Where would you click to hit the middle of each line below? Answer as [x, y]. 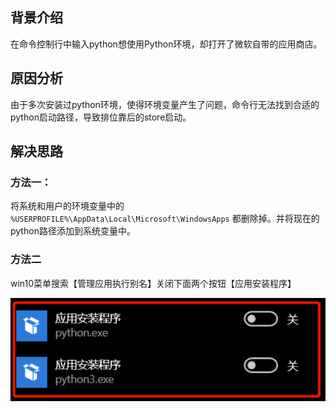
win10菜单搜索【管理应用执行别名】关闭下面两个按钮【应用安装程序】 [153, 283]
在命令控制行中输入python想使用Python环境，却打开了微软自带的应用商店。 [166, 44]
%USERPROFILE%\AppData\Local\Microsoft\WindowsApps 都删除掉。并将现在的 [165, 219]
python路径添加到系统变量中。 [73, 231]
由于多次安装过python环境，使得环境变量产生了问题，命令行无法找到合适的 [165, 104]
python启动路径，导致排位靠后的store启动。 [101, 117]
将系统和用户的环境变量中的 [67, 206]
